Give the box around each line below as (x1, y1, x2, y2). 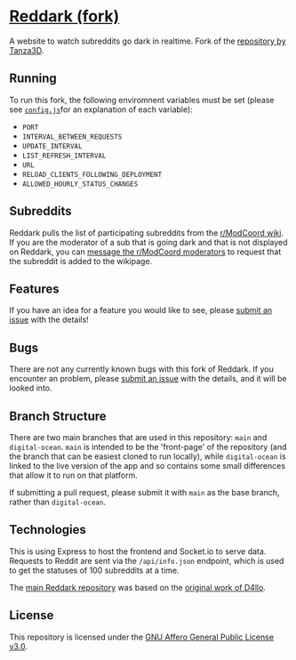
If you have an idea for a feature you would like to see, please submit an (9, 305, 273, 316)
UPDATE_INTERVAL (21, 141, 83, 150)
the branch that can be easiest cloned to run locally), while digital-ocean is (9, 451, 286, 462)
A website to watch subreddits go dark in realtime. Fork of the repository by (9, 36, 286, 46)
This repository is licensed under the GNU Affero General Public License (9, 632, 274, 642)
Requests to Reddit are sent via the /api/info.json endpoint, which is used (9, 555, 284, 566)
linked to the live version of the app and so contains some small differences (9, 461, 286, 471)
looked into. (9, 382, 52, 393)
